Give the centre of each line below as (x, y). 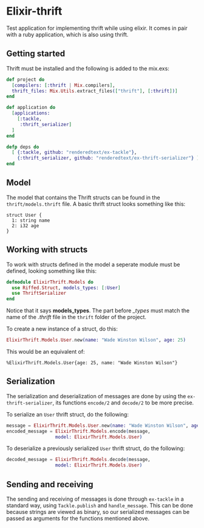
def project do (25, 79)
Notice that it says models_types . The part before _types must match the (98, 311)
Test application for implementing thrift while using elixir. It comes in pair (97, 28)
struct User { (24, 215)
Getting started (36, 54)
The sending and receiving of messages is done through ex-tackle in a (95, 499)
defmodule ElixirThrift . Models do (50, 282)
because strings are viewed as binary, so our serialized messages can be (98, 512)
